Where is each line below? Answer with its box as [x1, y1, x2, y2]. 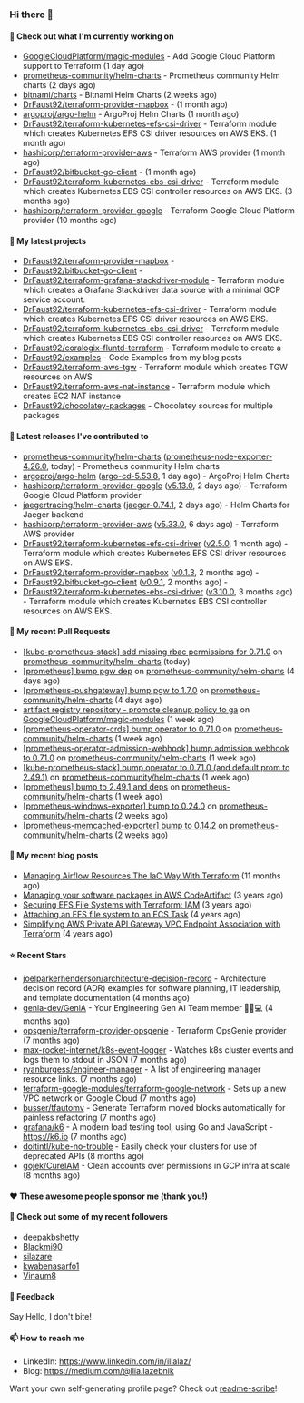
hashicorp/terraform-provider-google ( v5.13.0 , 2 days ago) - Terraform [22, 480, 288, 491]
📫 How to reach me [9, 1332, 85, 1343]
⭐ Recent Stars [9, 949, 67, 960]
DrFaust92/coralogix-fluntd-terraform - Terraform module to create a [22, 342, 281, 353]
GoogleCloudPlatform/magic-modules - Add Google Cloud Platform [22, 51, 275, 62]
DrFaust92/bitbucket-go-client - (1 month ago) [22, 167, 197, 178]
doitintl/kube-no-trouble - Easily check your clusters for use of [22, 1141, 258, 1152]
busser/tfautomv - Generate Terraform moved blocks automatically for [22, 1103, 286, 1114]
